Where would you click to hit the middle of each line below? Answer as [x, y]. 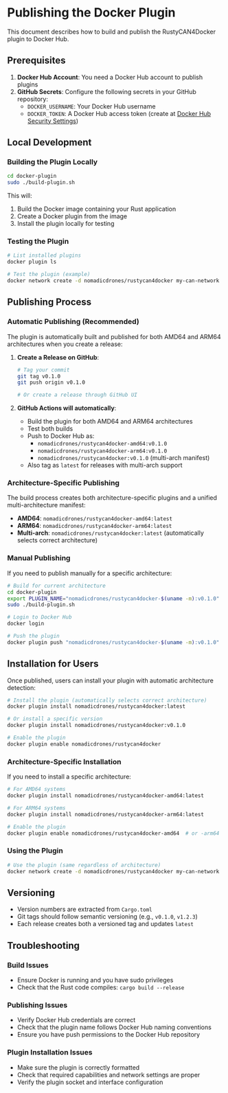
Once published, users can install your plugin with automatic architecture [111, 680]
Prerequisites [36, 61]
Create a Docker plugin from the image [72, 216]
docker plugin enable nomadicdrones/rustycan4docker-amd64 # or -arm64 [113, 833]
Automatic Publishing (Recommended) [73, 322]
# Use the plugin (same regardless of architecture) [84, 865]
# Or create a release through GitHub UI [77, 395]
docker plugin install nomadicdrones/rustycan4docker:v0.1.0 [96, 726]
